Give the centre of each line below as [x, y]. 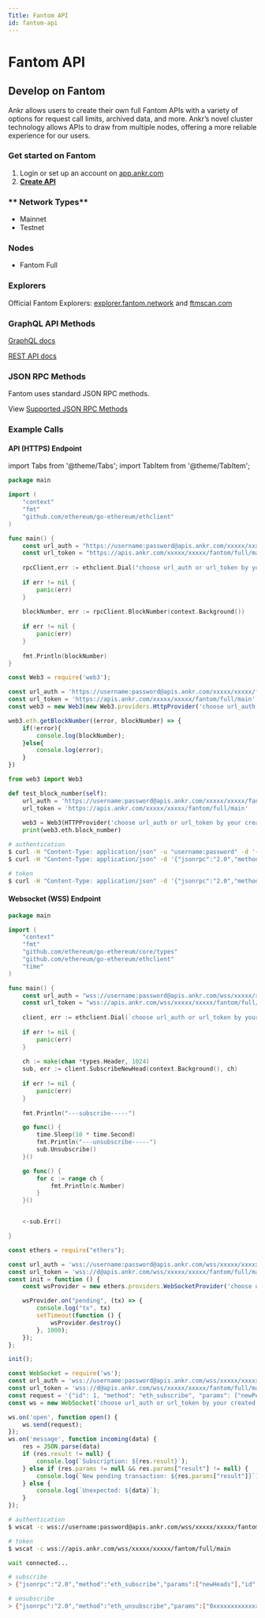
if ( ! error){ [42, 728]
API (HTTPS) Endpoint [45, 448]
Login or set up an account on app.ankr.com [91, 173]
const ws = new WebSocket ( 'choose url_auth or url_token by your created [132, 1403]
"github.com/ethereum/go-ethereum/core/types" [100, 952]
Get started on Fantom [52, 156]
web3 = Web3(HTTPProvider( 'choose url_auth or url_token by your [132, 823]
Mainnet [33, 219]
